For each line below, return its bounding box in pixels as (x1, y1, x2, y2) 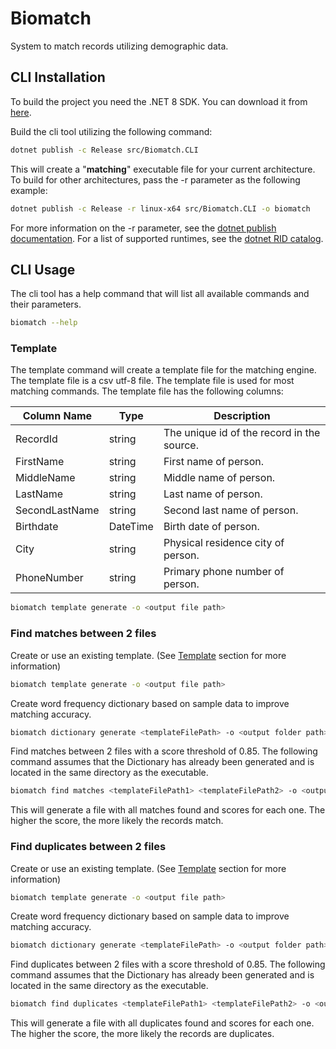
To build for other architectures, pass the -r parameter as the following (10, 173, 301, 186)
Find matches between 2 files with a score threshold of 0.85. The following (10, 745, 318, 757)
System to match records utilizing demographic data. (10, 40, 229, 52)
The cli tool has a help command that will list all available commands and (10, 288, 310, 300)
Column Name (22, 409, 93, 423)
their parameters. (10, 298, 82, 311)
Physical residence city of (163, 536, 285, 550)
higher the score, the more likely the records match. (10, 815, 224, 827)
